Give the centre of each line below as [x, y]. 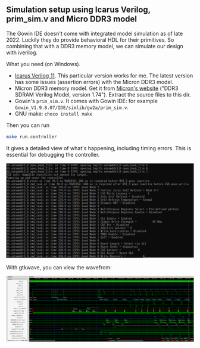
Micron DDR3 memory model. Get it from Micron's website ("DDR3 [96, 88]
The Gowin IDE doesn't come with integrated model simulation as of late [95, 33]
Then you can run [28, 125]
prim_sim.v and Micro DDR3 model [72, 19]
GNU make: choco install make [54, 113]
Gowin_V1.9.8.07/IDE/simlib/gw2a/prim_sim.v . [72, 107]
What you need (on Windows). [43, 64]
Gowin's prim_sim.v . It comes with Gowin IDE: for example [86, 101]
